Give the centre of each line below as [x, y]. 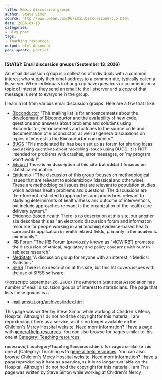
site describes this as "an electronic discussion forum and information [82, 221]
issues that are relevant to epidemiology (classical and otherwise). [78, 180]
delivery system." [29, 211]
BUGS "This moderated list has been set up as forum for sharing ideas [82, 144]
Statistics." [23, 262]
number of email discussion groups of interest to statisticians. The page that [81, 287]
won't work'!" [25, 159]
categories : [17, 28]
